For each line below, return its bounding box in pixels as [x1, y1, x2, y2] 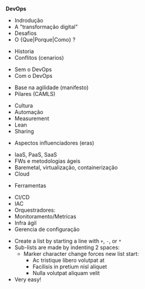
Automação [14, 109, 43, 115]
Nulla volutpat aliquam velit [32, 270, 100, 276]
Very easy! [14, 276, 42, 283]
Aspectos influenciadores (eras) [14, 139, 95, 147]
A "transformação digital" [14, 24, 78, 30]
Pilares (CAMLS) [14, 91, 56, 97]
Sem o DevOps [14, 66, 53, 73]
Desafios [14, 30, 37, 37]
